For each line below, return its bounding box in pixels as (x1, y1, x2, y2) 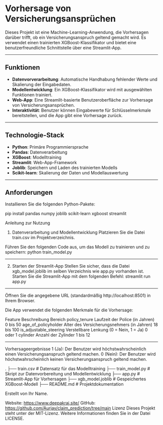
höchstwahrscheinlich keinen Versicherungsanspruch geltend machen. (5, 357, 147, 362)
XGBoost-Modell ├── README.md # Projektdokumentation (5, 381, 124, 387)
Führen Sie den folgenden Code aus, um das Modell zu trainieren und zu (5, 244, 150, 250)
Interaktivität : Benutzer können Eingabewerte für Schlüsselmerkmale (12, 107, 151, 113)
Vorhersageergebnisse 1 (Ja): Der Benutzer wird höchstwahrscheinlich (5, 346, 147, 352)
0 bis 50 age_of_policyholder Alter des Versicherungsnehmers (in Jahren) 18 (5, 322, 158, 328)
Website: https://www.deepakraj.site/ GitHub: (5, 400, 96, 406)
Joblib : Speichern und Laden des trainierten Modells (12, 165, 118, 170)
